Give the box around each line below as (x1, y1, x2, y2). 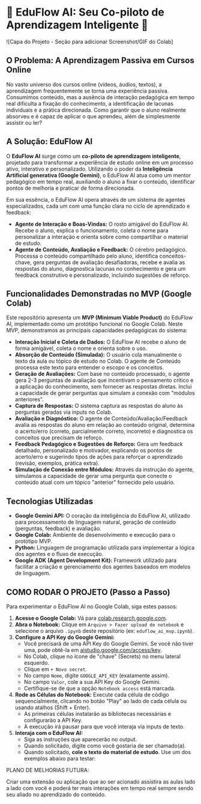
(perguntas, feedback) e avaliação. (14, 525, 102, 532)
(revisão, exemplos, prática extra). (14, 459, 100, 467)
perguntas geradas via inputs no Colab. (14, 408, 113, 416)
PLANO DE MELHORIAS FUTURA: (6, 767, 89, 773)
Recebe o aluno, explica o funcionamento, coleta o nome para (14, 226, 169, 234)
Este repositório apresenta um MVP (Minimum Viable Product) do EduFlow (6, 314, 193, 321)
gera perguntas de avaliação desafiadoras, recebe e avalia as (32, 258, 185, 266)
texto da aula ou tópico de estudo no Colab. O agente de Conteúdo (14, 357, 181, 365)
